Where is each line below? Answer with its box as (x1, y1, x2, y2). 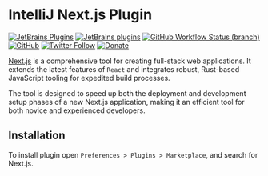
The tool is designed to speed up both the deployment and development (8, 88, 246, 98)
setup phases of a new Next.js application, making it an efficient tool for (8, 97, 246, 106)
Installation (8, 129, 66, 142)
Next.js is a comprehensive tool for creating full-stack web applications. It (8, 56, 252, 66)
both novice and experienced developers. (8, 106, 146, 115)
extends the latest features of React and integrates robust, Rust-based (8, 64, 240, 74)
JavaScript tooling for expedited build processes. (8, 73, 170, 82)
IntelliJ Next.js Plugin (8, 6, 153, 24)
